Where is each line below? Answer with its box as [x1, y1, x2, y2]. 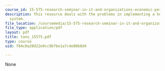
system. [9, 16, 26, 21]
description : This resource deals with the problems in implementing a [5, 12, 155, 17]
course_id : [5, 7, 27, 12]
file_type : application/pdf [5, 25, 63, 30]
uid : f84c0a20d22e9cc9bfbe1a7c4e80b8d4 [5, 44, 87, 48]
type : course [5, 39, 32, 44]
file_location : [5, 21, 36, 26]
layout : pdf [5, 30, 29, 35]
